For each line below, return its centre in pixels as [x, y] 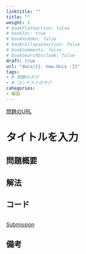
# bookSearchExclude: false [41, 55]
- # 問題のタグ [23, 77]
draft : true [21, 61]
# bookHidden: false [32, 39]
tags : [13, 72]
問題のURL [19, 111]
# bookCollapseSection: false [43, 45]
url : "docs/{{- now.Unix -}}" [43, 66]
